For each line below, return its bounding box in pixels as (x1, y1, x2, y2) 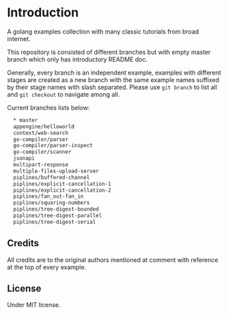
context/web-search (13, 129, 69, 136)
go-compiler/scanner (13, 148, 72, 155)
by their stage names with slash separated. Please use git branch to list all (7, 83, 217, 91)
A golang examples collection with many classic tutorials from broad (7, 27, 199, 36)
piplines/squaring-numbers (13, 200, 90, 207)
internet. (7, 34, 31, 42)
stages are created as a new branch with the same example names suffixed (7, 75, 220, 83)
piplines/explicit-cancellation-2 (13, 187, 111, 194)
